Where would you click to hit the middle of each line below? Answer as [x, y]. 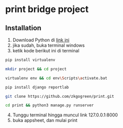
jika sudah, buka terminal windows [49, 45]
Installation [23, 28]
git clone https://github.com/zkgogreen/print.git [60, 96]
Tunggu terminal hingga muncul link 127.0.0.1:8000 [65, 115]
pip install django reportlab [37, 87]
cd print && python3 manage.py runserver [50, 105]
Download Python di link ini [41, 40]
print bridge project [47, 9]
